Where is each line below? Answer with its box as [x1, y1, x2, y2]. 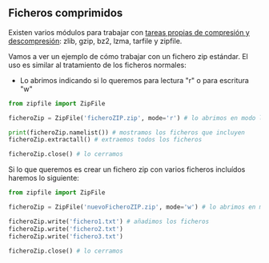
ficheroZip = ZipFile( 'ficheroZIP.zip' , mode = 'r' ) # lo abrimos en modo [8, 114, 256, 122]
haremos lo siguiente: [8, 173, 80, 183]
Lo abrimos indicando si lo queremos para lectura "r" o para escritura [19, 75, 250, 85]
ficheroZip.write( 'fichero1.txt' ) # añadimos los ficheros [8, 217, 210, 225]
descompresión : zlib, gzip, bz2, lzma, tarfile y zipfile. [8, 36, 183, 46]
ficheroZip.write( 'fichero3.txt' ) [8, 232, 124, 241]
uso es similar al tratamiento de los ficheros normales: [8, 60, 187, 70]
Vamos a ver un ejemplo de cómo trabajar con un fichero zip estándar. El [8, 51, 248, 61]
